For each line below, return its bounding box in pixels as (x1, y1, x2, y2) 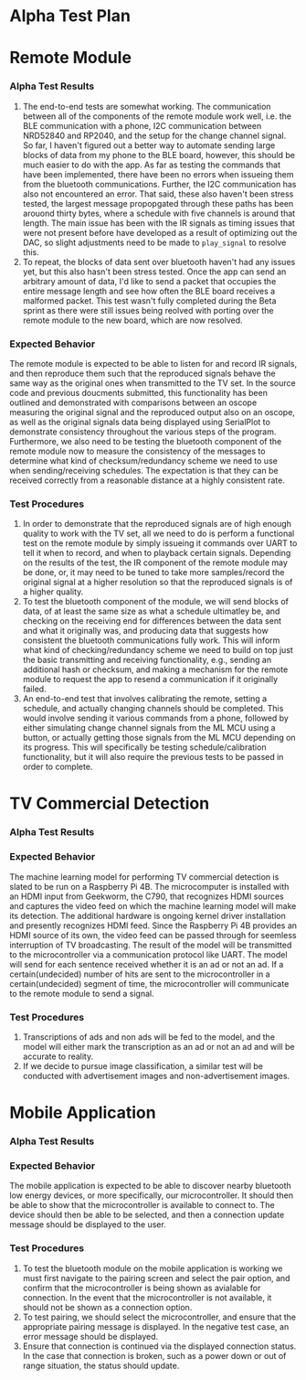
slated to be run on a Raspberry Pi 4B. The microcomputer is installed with (9, 881, 290, 892)
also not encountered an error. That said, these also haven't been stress (22, 188, 294, 199)
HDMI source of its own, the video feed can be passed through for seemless (9, 929, 297, 940)
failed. (22, 683, 47, 695)
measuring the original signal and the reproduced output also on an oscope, (9, 406, 295, 417)
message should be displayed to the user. (9, 1219, 166, 1230)
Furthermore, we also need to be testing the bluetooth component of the (9, 435, 282, 446)
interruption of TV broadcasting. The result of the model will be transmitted (9, 939, 292, 950)
